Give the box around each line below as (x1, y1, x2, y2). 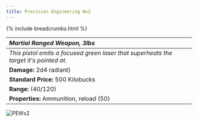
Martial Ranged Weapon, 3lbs (9, 39, 95, 47)
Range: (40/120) (9, 85, 57, 93)
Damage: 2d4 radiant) (9, 65, 71, 74)
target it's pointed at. (9, 56, 67, 64)
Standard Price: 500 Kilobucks (9, 75, 95, 83)
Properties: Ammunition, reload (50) (9, 94, 110, 103)
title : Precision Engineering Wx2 (6, 8, 91, 15)
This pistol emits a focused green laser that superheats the (9, 48, 173, 57)
